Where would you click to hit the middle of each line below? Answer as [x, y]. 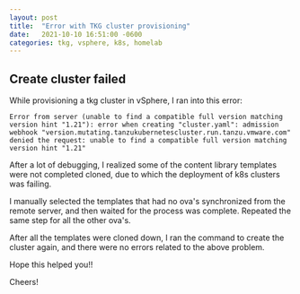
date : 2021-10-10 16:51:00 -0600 [76, 34]
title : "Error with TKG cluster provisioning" [100, 26]
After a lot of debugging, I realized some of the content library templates [143, 165]
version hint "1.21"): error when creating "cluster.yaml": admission [144, 125]
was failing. [31, 184]
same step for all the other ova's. [71, 220]
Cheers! [24, 282]
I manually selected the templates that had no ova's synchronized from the [147, 202]
